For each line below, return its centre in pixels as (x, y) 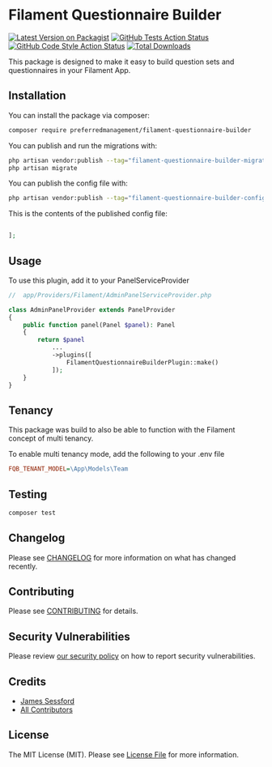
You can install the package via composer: (79, 115)
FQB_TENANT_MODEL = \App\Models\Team (68, 469)
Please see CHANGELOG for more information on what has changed (122, 557)
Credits (28, 682)
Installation (37, 96)
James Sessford (47, 701)
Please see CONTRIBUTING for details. (74, 611)
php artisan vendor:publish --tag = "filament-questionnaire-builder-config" (139, 198)
